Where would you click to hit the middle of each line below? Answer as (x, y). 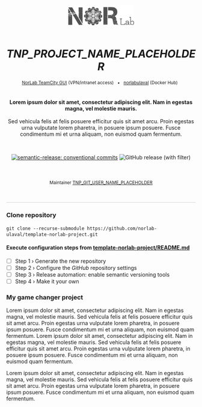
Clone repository (31, 215)
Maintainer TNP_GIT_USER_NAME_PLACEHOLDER (101, 183)
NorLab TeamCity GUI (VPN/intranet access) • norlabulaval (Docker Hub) (100, 82)
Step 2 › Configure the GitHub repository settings (76, 268)
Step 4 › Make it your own (47, 281)
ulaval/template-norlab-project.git (52, 234)
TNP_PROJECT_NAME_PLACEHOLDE (101, 54)
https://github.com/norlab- (122, 228)
